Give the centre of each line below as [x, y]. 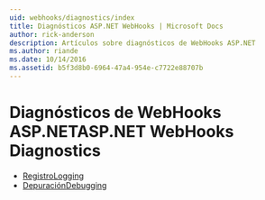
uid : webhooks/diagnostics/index [72, 18]
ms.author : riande [44, 51]
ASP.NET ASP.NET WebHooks [122, 132]
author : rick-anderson [52, 34]
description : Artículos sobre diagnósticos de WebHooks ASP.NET [132, 43]
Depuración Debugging [64, 185]
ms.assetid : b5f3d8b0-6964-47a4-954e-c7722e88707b [106, 68]
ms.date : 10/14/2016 [48, 59]
